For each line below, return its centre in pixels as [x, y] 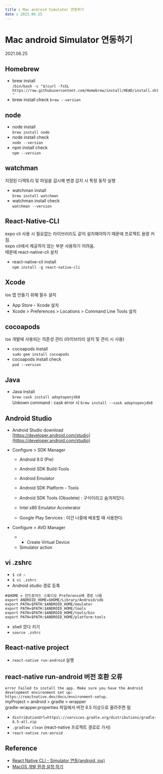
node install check [31, 137]
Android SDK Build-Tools [44, 469]
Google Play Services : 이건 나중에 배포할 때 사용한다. [71, 517]
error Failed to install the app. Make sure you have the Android [74, 688]
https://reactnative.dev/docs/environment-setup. [57, 697]
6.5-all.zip [24, 722]
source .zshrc [26, 633]
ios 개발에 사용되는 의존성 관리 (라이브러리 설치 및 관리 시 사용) [65, 339]
